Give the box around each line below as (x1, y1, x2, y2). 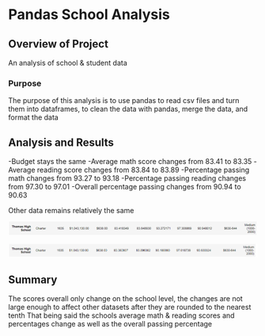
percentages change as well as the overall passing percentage (8, 319, 213, 329)
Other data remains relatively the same (8, 206, 134, 216)
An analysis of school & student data (8, 58, 128, 67)
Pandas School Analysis (8, 6, 170, 24)
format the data (8, 113, 59, 122)
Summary (8, 273, 58, 286)
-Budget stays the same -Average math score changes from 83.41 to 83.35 (8, 157, 252, 166)
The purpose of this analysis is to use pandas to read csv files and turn (8, 96, 240, 105)
